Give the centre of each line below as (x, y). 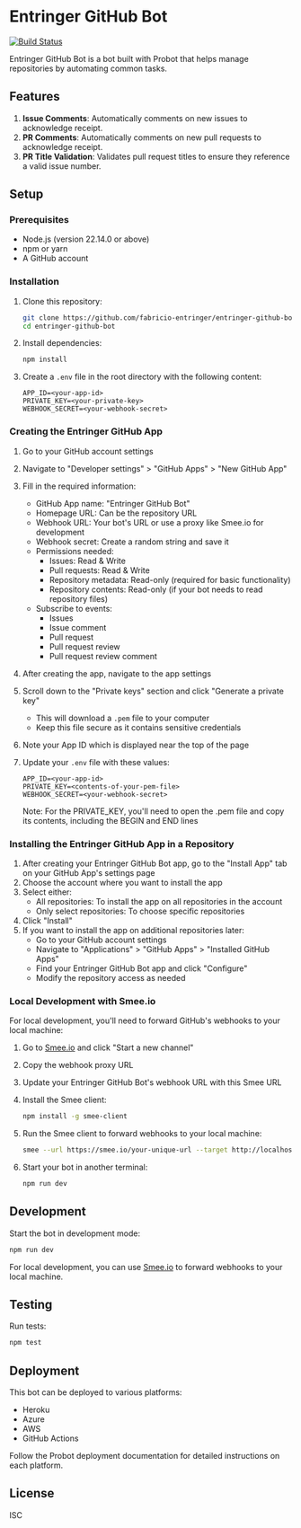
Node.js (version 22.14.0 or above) (86, 239)
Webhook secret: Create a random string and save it (132, 542)
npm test (26, 1343)
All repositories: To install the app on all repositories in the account (159, 901)
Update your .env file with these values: (96, 762)
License (32, 1493)
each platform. (36, 1465)
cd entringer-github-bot (69, 326)
